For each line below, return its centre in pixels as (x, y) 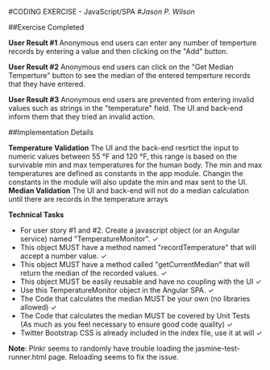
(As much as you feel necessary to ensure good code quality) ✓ (127, 324)
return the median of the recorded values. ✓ (93, 273)
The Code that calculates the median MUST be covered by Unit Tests (135, 316)
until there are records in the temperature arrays (88, 199)
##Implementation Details (51, 132)
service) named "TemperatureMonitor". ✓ (89, 239)
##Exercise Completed (46, 27)
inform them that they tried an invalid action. (82, 117)
